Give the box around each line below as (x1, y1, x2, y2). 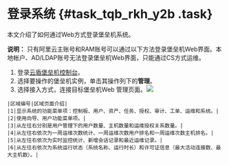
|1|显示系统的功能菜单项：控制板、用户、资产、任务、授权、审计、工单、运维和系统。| (7, 107, 219, 114)
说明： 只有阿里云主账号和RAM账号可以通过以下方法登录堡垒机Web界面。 (7, 45, 217, 53)
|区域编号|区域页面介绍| (7, 100, 68, 107)
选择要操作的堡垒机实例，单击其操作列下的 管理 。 (17, 76, 156, 85)
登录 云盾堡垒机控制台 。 (17, 68, 84, 76)
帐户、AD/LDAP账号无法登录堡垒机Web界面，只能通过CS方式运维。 (12, 53, 205, 62)
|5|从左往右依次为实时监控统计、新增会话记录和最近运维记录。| (7, 137, 163, 144)
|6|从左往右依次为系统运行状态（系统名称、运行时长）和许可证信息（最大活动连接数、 (7, 144, 217, 151)
